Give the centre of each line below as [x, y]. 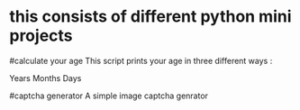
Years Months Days [45, 78]
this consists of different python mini [150, 17]
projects [41, 36]
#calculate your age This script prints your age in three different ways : [141, 60]
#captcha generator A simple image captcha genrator [109, 96]
